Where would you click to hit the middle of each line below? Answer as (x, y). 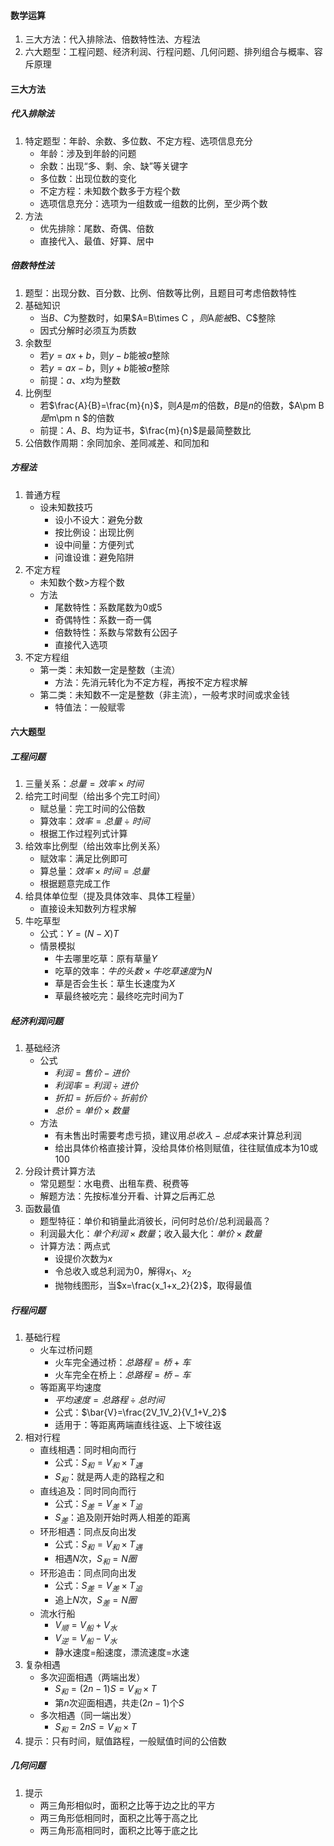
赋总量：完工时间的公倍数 (92, 809)
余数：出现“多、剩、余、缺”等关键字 (113, 166)
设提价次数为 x (83, 1259)
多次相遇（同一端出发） (88, 1715)
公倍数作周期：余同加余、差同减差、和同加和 (117, 442)
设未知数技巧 (66, 507)
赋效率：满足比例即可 (83, 859)
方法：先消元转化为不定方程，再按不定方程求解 (151, 682)
